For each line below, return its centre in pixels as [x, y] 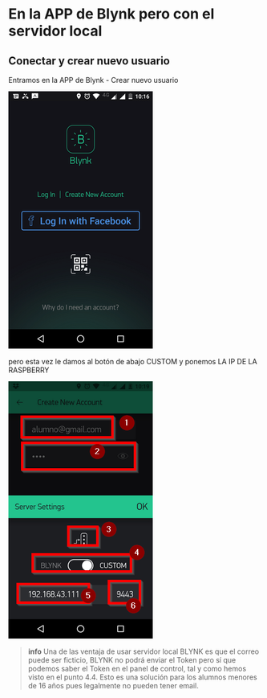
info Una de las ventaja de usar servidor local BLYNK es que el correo [143, 651]
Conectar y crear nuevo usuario [89, 61]
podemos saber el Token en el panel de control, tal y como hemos [137, 669]
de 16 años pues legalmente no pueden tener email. [113, 686]
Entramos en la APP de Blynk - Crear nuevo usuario [93, 80]
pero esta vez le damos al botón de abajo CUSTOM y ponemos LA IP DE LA [133, 361]
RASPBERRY [29, 370]
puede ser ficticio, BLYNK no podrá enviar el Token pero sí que [132, 660]
